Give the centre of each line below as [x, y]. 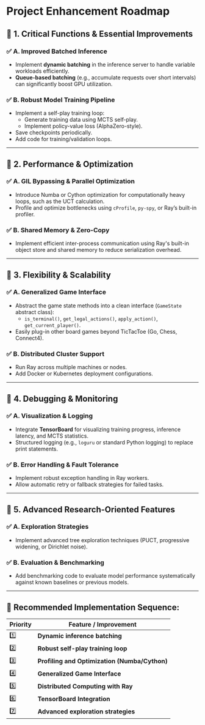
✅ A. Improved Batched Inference [57, 51]
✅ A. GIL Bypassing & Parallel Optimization [71, 182]
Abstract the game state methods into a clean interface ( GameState [98, 305]
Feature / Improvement [103, 624]
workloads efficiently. [42, 71]
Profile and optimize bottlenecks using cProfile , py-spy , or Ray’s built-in [106, 208]
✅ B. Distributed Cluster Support [56, 354]
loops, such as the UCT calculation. [60, 201]
